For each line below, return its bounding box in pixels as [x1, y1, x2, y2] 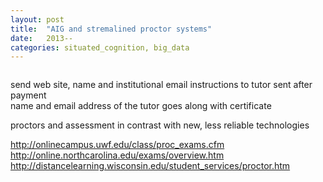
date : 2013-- [10, 33, 74, 43]
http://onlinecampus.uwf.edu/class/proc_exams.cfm [10, 139, 225, 151]
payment [10, 89, 47, 101]
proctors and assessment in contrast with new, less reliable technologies [10, 119, 310, 131]
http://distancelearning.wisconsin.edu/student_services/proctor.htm [10, 160, 291, 172]
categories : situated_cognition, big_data [10, 42, 190, 53]
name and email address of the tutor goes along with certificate [10, 100, 272, 112]
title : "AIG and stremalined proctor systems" [10, 24, 213, 34]
